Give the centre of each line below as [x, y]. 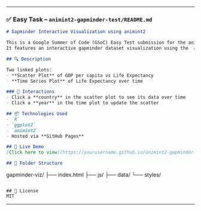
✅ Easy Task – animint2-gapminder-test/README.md [79, 19]
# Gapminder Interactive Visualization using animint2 [76, 32]
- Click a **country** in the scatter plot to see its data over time [96, 97]
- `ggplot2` [21, 125]
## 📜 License [22, 191]
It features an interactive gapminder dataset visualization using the [97, 49]
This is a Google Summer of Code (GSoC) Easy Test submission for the [96, 43]
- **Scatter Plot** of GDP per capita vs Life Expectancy [80, 76]
